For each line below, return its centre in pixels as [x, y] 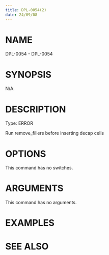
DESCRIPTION [36, 109]
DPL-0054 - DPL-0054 [29, 54]
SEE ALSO [27, 246]
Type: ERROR [19, 123]
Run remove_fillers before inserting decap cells [55, 133]
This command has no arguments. [41, 203]
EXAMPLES [30, 223]
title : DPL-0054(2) [26, 10]
